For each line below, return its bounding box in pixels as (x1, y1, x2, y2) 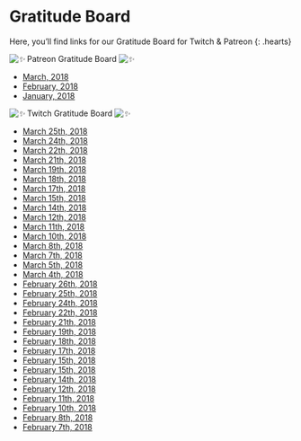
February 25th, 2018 (22, 287, 98, 298)
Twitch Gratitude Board (26, 108, 113, 119)
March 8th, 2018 (22, 240, 84, 251)
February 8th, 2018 (22, 411, 93, 423)
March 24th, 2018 (22, 135, 88, 146)
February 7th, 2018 (22, 421, 93, 432)
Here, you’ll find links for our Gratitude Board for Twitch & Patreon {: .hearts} (9, 36, 292, 47)
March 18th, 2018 (22, 173, 87, 184)
